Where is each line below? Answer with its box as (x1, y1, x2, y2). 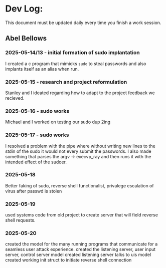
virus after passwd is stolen (5, 188, 62, 194)
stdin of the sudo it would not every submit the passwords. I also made (5, 148, 151, 154)
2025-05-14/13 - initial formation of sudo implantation (5, 49, 140, 56)
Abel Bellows (5, 34, 47, 43)
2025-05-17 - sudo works (5, 131, 69, 138)
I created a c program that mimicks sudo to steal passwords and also (5, 61, 146, 67)
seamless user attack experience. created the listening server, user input (5, 246, 156, 252)
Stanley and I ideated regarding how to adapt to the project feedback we (5, 90, 155, 96)
